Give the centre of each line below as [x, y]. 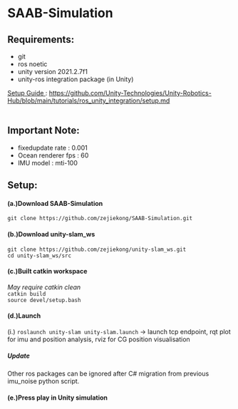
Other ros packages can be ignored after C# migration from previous [108, 373]
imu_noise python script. [43, 381]
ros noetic [32, 64]
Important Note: [43, 131]
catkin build [27, 294]
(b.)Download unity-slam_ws [51, 234]
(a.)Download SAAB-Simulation [55, 203]
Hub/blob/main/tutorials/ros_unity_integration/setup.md [89, 100]
